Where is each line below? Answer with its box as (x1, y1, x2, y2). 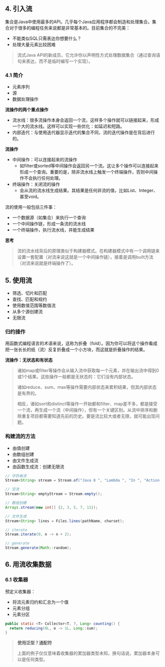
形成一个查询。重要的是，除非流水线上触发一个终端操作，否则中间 (19, 169, 154, 175)
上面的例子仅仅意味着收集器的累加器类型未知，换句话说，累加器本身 (17, 650, 156, 656)
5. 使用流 (5, 276, 32, 285)
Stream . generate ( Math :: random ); (5, 546, 71, 551)
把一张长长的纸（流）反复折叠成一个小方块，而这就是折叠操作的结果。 (5, 347, 148, 353)
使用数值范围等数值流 (12, 302, 56, 308)
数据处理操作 (12, 96, 38, 102)
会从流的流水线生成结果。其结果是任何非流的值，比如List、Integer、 (19, 187, 158, 193)
